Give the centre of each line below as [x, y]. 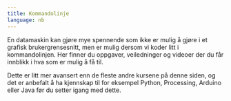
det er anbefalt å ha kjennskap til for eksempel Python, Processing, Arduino [114, 82]
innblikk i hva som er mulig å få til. [55, 62]
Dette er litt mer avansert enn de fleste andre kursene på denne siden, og [111, 75]
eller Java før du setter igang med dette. [64, 90]
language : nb [26, 20]
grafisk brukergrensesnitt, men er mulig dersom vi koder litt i [93, 47]
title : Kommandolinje [38, 13]
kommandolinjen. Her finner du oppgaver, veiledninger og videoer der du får [115, 54]
